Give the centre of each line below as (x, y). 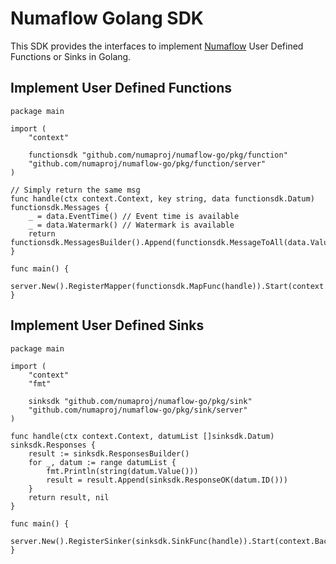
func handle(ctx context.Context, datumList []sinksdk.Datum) (142, 436)
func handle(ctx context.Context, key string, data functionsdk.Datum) (162, 198)
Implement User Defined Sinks (107, 325)
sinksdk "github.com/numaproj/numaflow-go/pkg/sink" (140, 401)
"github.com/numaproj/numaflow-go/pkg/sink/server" (138, 410)
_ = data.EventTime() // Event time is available (134, 216)
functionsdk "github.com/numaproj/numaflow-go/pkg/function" (158, 155)
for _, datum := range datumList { (102, 462)
